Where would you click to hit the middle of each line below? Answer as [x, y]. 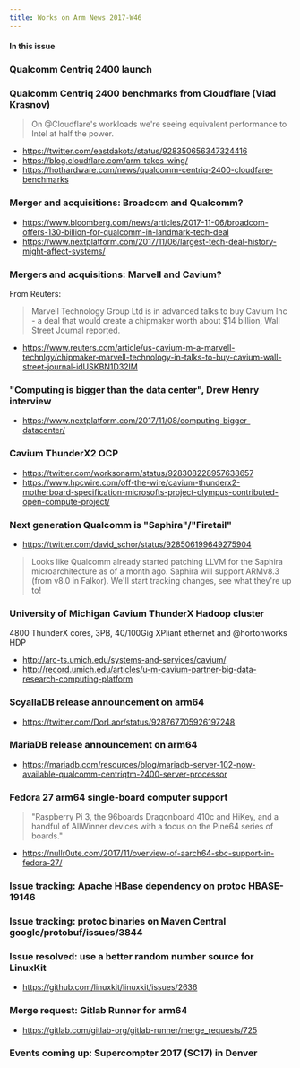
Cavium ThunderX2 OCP [64, 454]
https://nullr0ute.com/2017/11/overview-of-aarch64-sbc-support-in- [148, 854]
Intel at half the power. [73, 134]
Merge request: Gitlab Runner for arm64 [99, 1011]
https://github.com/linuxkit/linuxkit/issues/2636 [110, 987]
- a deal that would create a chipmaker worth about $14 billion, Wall [155, 321]
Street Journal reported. [76, 330]
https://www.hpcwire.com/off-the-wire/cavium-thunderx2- [131, 482]
